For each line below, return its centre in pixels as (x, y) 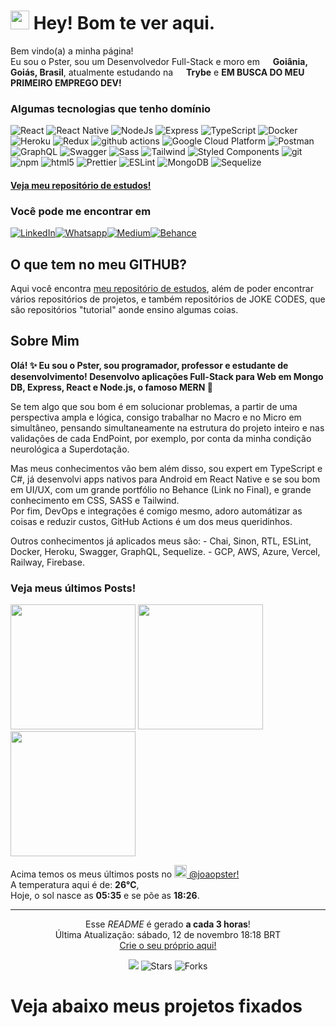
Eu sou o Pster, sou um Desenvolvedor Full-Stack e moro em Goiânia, (159, 61)
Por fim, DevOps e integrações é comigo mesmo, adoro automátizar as (156, 511)
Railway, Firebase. (47, 562)
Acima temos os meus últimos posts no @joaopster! (125, 874)
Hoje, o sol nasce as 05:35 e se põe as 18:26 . (105, 896)
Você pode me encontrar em (81, 211)
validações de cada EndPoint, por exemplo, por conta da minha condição (161, 438)
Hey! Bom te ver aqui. (124, 23)
